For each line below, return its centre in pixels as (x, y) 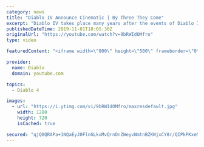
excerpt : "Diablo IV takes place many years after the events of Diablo (100, 23)
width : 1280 (32, 112)
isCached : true (36, 123)
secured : (17, 134)
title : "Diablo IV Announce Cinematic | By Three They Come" (85, 18)
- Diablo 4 (25, 90)
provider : (19, 62)
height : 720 (32, 118)
